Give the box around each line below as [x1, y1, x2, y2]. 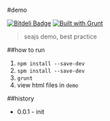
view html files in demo [16, 81, 79, 89]
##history [7, 94, 34, 102]
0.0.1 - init [16, 108, 44, 115]
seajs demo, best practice [23, 32, 97, 41]
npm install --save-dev [16, 60, 85, 67]
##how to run [7, 46, 46, 54]
